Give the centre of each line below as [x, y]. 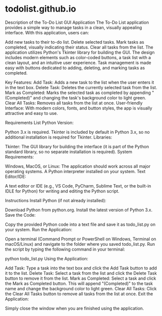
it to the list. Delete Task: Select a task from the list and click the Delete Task [81, 273]
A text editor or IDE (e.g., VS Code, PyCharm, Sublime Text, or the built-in [78, 186]
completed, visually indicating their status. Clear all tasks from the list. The [79, 47]
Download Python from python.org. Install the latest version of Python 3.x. [79, 210]
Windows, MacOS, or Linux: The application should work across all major [78, 166]
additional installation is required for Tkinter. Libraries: [59, 137]
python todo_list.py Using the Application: [47, 258]
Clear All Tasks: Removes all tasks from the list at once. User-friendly [74, 103]
